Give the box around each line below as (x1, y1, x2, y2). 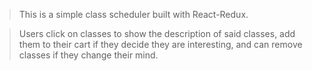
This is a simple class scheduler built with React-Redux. (18, 9, 249, 20)
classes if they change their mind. (18, 49, 159, 61)
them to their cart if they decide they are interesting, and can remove (18, 39, 303, 50)
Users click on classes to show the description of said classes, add (18, 28, 296, 39)
